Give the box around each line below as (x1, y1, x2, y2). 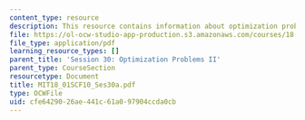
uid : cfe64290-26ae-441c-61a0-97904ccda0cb (9, 97, 177, 106)
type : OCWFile (9, 88, 64, 97)
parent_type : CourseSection (9, 64, 116, 73)
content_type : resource (9, 13, 100, 23)
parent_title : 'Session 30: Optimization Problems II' (9, 55, 221, 64)
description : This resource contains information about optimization (9, 22, 279, 31)
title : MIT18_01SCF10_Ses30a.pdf (9, 80, 136, 89)
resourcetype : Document (9, 72, 100, 81)
